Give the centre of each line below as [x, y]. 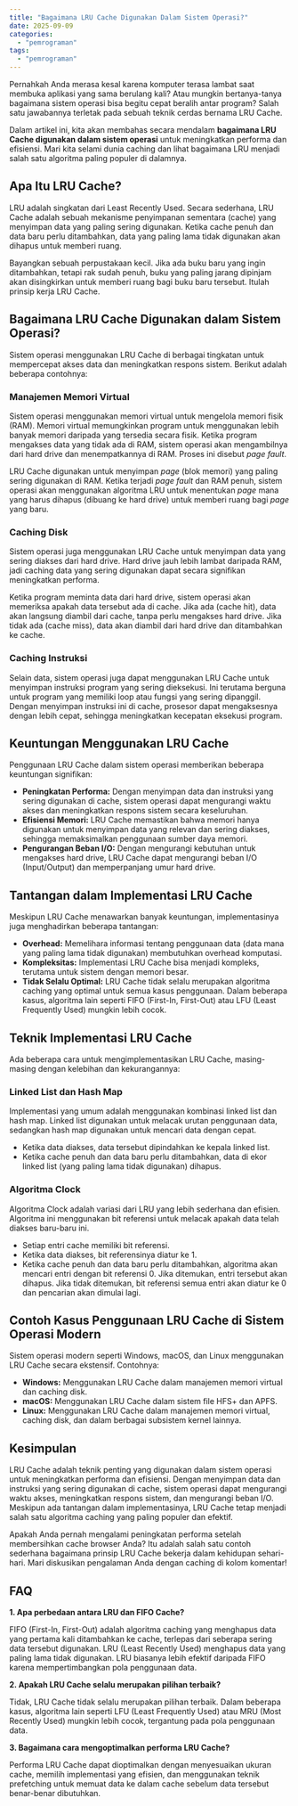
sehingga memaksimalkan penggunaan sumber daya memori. [135, 839]
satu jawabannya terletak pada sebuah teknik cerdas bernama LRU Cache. [146, 113]
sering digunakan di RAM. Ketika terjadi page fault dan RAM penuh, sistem [146, 480]
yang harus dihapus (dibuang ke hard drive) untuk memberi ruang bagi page [149, 499]
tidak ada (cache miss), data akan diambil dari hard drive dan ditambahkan [146, 625]
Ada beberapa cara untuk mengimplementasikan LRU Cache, [121, 1059]
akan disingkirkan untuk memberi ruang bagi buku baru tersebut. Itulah [139, 282]
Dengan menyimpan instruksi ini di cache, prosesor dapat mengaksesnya [144, 706]
